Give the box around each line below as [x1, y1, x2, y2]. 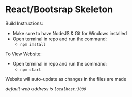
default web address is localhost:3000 [5, 85, 86, 92]
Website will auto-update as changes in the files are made [5, 76, 127, 82]
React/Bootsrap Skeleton [5, 4, 113, 15]
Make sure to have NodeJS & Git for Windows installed [12, 30, 127, 36]
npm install [20, 42, 46, 47]
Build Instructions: [5, 20, 43, 26]
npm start [20, 67, 42, 72]
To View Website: [5, 51, 42, 57]
